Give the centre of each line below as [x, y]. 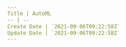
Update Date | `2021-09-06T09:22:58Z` [64, 33]
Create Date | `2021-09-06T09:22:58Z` [64, 26]
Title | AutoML [29, 13]
